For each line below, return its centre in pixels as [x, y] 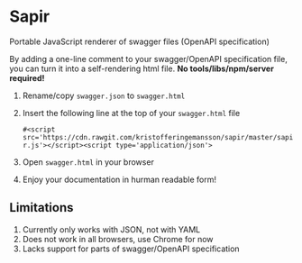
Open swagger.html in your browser [88, 162]
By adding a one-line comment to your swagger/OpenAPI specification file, [149, 59]
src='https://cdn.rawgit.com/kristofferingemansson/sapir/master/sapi [158, 137]
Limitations [41, 208]
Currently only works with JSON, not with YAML [111, 229]
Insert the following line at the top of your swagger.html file [131, 113]
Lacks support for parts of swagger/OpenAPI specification [131, 249]
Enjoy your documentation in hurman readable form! [119, 179]
